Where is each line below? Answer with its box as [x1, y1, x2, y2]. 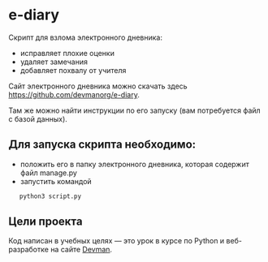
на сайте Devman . [50, 245, 112, 255]
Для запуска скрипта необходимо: [8, 138, 197, 152]
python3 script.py [19, 192, 82, 200]
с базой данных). [8, 114, 67, 123]
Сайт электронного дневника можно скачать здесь [8, 81, 188, 91]
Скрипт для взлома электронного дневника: [8, 32, 163, 42]
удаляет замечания [19, 57, 88, 67]
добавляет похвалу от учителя [19, 65, 127, 75]
